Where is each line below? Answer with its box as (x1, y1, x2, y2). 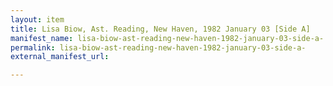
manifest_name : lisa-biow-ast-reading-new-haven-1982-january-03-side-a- (10, 33, 325, 43)
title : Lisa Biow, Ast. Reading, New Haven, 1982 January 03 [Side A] (10, 24, 311, 34)
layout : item (10, 14, 65, 25)
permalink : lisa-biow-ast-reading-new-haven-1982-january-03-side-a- (10, 42, 307, 53)
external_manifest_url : (10, 52, 110, 62)
